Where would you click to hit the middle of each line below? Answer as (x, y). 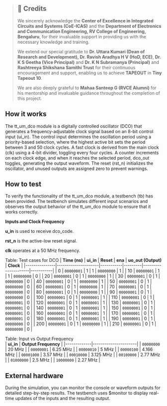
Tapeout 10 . (30, 78)
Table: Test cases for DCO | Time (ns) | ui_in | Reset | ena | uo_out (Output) (83, 260)
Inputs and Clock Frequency (35, 221)
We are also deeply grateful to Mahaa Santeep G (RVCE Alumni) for (87, 88)
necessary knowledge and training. (53, 42)
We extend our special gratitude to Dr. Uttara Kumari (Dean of (81, 51)
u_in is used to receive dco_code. (40, 231)
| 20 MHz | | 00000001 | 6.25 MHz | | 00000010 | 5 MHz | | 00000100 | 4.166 (79, 350)
